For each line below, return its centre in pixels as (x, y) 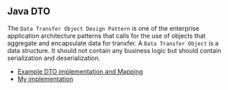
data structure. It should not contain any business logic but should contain (114, 50)
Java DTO (29, 12)
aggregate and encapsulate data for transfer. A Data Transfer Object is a (113, 43)
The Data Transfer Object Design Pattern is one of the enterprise (103, 28)
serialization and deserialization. (54, 58)
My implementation (45, 79)
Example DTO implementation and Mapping (80, 71)
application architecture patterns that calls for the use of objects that (106, 36)
